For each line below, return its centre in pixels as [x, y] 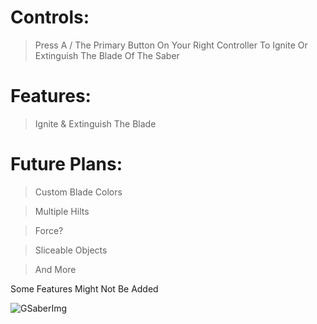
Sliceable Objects [71, 250]
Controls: [50, 17]
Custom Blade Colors [78, 192]
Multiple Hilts [62, 211]
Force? [49, 230]
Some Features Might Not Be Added [84, 288]
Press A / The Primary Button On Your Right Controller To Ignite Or [171, 45]
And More [55, 269]
